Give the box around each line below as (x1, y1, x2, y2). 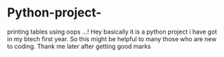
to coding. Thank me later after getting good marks (7, 42, 151, 50)
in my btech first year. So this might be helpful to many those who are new (7, 34, 217, 43)
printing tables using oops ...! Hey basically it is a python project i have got (7, 27, 217, 36)
